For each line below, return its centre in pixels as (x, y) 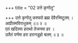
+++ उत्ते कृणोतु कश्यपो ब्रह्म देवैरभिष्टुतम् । (39, 18)
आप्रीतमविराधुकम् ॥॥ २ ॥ (26, 23)
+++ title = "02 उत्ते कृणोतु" (30, 8)
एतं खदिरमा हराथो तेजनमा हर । (30, 29)
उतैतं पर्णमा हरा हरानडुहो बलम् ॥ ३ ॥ (34, 34)
